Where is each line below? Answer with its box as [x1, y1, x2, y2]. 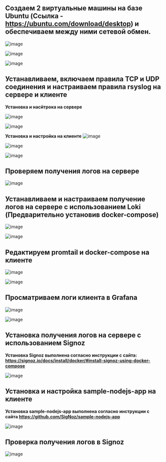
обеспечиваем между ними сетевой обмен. [5, 28, 151, 36]
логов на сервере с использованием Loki [5, 203, 141, 211]
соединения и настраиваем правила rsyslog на [5, 83, 161, 91]
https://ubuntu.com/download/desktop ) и [5, 20, 139, 28]
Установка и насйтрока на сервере [5, 104, 82, 110]
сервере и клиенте [5, 90, 67, 99]
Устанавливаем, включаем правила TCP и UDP [5, 75, 160, 83]
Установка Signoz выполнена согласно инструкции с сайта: [5, 352, 137, 358]
